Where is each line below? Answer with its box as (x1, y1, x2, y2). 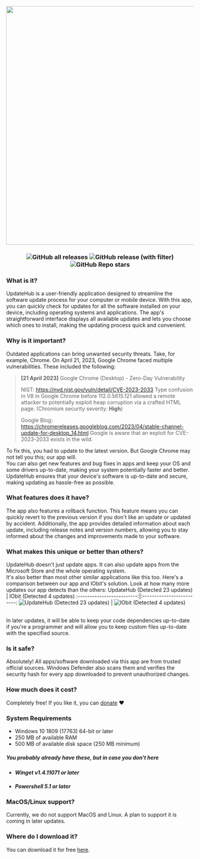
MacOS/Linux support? (6, 798, 75, 806)
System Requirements (6, 714, 72, 722)
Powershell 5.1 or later (14, 783, 71, 790)
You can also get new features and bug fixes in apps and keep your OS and (6, 459, 191, 467)
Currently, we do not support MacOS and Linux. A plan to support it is (6, 811, 177, 818)
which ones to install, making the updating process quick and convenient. (6, 322, 186, 329)
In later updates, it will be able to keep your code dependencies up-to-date (6, 617, 190, 624)
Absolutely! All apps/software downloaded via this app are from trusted (6, 658, 181, 665)
